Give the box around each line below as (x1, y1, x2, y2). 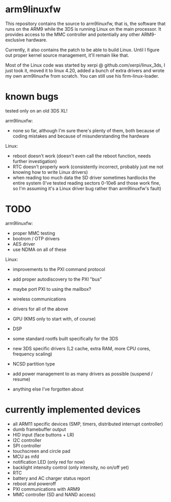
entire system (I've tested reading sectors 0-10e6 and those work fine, (12, 180, 161, 186)
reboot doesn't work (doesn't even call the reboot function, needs (12, 152, 151, 159)
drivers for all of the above (12, 306, 69, 312)
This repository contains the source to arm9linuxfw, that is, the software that (5, 20, 166, 27)
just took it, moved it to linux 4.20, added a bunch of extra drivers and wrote (5, 67, 164, 74)
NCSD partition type (12, 360, 55, 367)
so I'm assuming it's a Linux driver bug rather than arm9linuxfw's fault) (12, 185, 162, 191)
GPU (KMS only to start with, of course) (12, 315, 96, 322)
